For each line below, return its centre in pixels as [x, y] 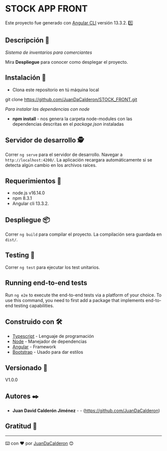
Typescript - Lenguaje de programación [53, 336]
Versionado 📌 [26, 368]
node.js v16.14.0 [29, 193]
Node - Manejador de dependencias [49, 341]
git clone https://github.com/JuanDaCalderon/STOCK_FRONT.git [71, 99]
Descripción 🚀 [27, 40]
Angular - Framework [34, 347]
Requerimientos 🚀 [33, 181]
